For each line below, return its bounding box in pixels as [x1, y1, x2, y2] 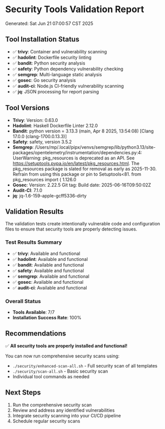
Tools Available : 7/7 [12, 309, 55, 315]
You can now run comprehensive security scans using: [5, 353, 120, 359]
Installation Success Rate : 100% [12, 314, 82, 320]
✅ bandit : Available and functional [12, 261, 85, 268]
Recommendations [5, 329, 66, 338]
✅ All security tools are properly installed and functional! [5, 343, 128, 349]
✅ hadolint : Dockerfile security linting [12, 54, 92, 60]
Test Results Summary [5, 239, 62, 246]
